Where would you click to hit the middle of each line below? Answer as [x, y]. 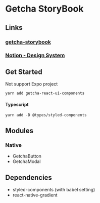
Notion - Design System [35, 55]
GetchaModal [27, 161]
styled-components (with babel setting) [54, 189]
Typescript [17, 104]
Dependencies [29, 177]
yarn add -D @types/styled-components [46, 115]
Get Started [24, 72]
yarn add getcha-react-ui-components [45, 93]
